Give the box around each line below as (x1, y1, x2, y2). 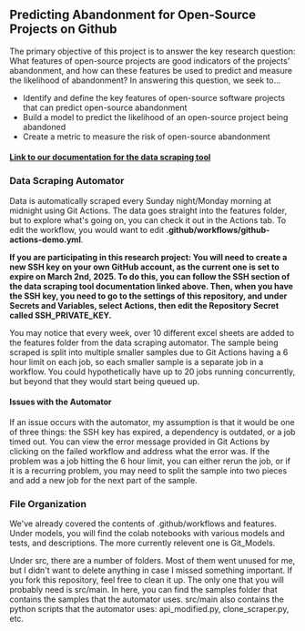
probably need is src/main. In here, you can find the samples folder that (9, 585, 278, 595)
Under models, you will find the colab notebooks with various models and (9, 528, 285, 539)
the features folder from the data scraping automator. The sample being (9, 337, 279, 348)
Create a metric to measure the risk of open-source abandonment (22, 131, 270, 142)
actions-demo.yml (9, 234, 82, 245)
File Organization (9, 497, 86, 510)
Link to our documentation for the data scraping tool (9, 152, 211, 163)
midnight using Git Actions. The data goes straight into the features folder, (9, 205, 288, 216)
